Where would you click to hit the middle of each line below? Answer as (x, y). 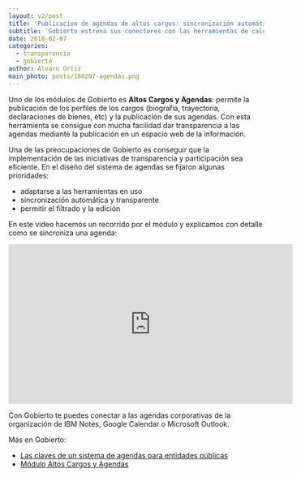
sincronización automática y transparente (90, 200)
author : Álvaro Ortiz (45, 69)
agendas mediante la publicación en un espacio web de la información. (127, 134)
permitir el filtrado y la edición (70, 208)
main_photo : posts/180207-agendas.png (74, 76)
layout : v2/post (36, 16)
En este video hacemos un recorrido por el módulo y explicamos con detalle (135, 224)
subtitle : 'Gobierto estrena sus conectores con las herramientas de (129, 31)
